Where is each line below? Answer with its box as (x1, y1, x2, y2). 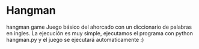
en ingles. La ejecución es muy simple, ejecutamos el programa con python (6, 29, 194, 36)
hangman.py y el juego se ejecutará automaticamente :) (6, 36, 144, 43)
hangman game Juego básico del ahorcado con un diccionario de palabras (6, 23, 192, 30)
